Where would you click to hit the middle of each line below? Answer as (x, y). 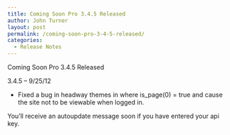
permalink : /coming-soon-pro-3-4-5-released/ (76, 34)
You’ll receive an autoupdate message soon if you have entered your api (113, 116)
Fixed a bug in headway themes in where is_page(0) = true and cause (120, 94)
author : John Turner (38, 21)
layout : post (27, 27)
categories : (25, 40)
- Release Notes (38, 47)
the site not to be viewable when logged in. (81, 102)
